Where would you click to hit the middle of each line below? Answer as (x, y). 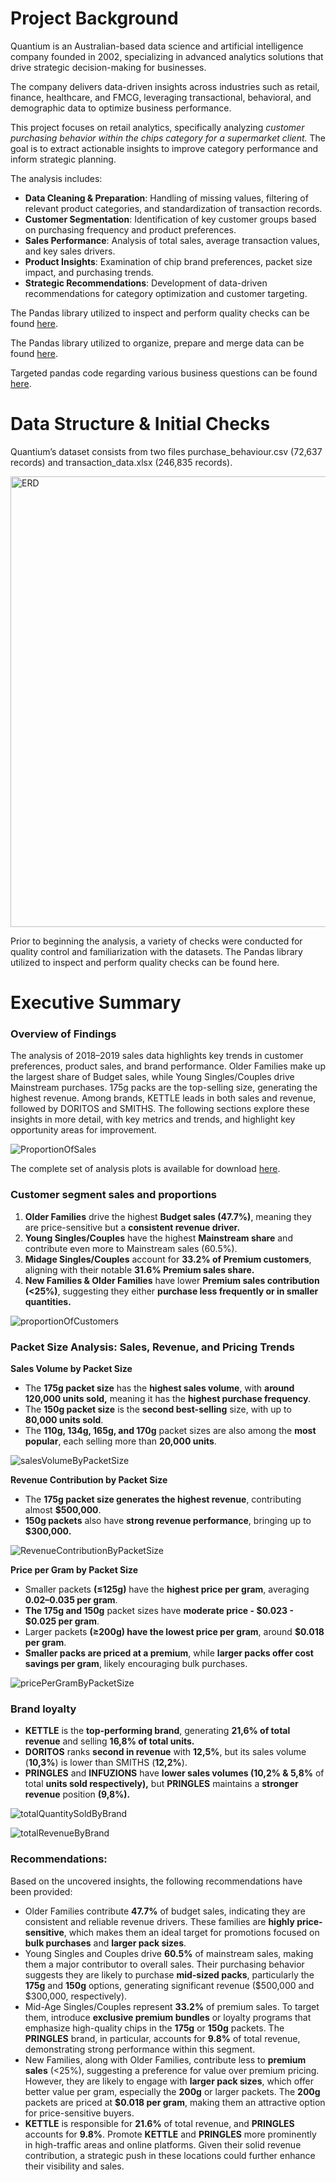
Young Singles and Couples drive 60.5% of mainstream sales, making (169, 1953)
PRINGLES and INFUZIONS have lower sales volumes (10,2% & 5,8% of (174, 1773)
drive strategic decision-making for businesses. (108, 67)
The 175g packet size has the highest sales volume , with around (159, 1388)
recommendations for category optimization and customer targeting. (166, 293)
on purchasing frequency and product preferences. (130, 229)
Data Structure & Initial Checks (140, 424)
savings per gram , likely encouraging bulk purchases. (136, 1663)
